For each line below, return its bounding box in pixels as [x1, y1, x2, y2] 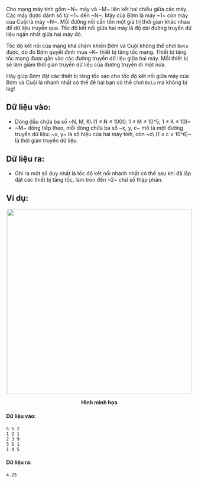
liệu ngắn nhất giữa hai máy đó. [6, 31, 83, 38]
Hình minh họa [81, 399, 118, 406]
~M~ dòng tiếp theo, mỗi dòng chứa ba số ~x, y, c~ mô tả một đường [14, 124, 183, 131]
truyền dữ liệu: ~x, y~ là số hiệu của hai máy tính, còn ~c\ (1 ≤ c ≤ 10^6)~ [14, 130, 192, 137]
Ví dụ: [6, 193, 28, 204]
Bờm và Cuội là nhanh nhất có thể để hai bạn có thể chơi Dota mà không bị [6, 79, 187, 86]
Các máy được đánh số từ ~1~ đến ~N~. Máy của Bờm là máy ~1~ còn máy [6, 12, 189, 19]
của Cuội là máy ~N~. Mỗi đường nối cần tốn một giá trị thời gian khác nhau [6, 18, 190, 25]
